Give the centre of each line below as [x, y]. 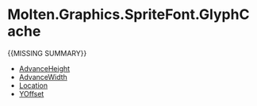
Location [33, 85]
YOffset [31, 93]
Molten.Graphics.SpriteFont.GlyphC [128, 15]
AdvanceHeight [44, 68]
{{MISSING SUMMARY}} [47, 53]
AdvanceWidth [43, 77]
